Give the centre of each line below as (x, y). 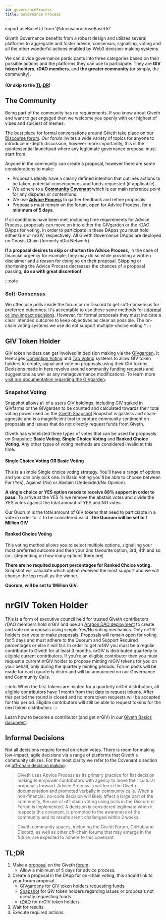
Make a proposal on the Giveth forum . (51, 865)
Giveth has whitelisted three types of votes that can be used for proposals (81, 433)
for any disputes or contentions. (45, 194)
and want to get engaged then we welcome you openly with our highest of (81, 118)
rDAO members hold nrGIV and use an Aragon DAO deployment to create (80, 624)
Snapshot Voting (26, 392)
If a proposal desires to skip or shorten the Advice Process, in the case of (82, 250)
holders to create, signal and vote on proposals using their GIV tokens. (77, 364)
